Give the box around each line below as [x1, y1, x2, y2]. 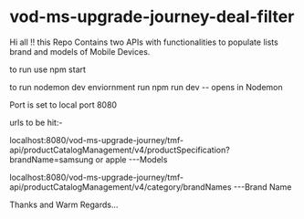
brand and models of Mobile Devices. [9, 46, 151, 57]
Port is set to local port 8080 [9, 99, 117, 110]
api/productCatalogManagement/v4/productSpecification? [9, 144, 230, 155]
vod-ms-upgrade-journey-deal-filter [9, 6, 295, 27]
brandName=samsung [9, 153, 94, 165]
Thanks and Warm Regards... [9, 199, 119, 210]
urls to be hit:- [9, 117, 63, 128]
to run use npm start [9, 64, 87, 75]
